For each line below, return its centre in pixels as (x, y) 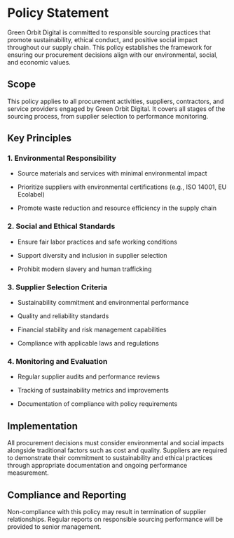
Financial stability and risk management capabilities (92, 330)
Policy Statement (58, 13)
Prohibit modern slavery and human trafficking (84, 269)
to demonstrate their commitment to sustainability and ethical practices (110, 458)
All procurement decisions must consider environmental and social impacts (116, 443)
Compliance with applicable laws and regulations (88, 343)
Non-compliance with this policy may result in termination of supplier (107, 511)
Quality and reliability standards (63, 316)
